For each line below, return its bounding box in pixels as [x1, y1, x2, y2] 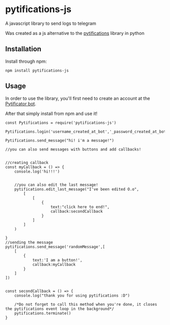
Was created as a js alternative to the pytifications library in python [5, 30, 145, 36]
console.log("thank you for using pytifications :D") [14, 293, 130, 298]
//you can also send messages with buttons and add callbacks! [5, 147, 142, 152]
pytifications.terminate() [14, 310, 71, 316]
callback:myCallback [32, 262, 76, 267]
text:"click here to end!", [50, 204, 110, 210]
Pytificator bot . [5, 100, 36, 107]
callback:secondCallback [50, 209, 103, 214]
